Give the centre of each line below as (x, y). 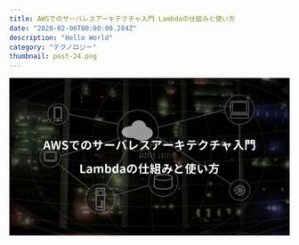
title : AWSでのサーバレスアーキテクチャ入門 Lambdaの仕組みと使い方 (122, 19)
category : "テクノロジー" (53, 47)
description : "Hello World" (61, 37)
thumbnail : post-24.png (53, 57)
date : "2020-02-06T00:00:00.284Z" (73, 28)
